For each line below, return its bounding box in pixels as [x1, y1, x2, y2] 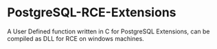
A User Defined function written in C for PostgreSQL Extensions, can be [7, 27, 211, 35]
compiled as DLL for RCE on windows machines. [7, 34, 144, 42]
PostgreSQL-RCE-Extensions [7, 5, 176, 20]
